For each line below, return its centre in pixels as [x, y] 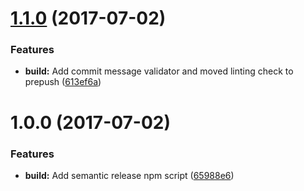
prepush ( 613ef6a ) [63, 82]
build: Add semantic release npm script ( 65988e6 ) [129, 175]
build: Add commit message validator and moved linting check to [159, 71]
